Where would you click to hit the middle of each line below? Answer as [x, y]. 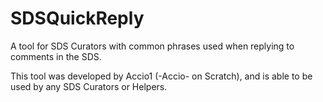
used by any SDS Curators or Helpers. [89, 86]
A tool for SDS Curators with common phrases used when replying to [152, 46]
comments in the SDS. [56, 56]
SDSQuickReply [77, 18]
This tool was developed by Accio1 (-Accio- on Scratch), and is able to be [161, 76]
